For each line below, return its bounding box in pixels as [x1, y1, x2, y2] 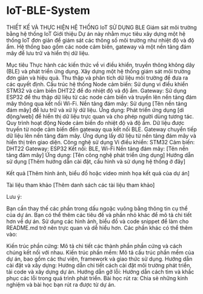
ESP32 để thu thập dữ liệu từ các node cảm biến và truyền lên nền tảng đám [6, 93, 197, 101]
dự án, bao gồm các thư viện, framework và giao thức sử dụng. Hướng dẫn [6, 255, 193, 262]
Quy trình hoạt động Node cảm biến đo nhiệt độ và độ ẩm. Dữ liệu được [6, 119, 185, 126]
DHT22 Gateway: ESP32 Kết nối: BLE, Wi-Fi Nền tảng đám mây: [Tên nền [6, 145, 189, 152]
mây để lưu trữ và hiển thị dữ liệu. [6, 49, 90, 56]
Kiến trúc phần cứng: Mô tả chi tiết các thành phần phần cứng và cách [6, 242, 182, 249]
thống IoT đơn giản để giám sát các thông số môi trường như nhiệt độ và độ [6, 36, 195, 44]
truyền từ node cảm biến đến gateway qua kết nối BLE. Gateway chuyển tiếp [6, 125, 197, 133]
